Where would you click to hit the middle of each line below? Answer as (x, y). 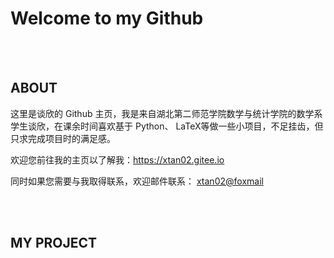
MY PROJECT (54, 243)
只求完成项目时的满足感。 (63, 138)
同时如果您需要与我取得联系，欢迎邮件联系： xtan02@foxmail (137, 181)
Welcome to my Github (107, 18)
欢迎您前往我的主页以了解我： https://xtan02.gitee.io (117, 159)
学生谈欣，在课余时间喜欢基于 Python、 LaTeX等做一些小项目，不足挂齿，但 (167, 126)
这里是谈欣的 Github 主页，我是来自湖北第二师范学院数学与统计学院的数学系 (166, 113)
